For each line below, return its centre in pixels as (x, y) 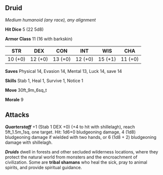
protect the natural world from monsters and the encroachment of (71, 157)
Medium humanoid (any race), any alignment (51, 20)
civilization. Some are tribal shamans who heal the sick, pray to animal (76, 162)
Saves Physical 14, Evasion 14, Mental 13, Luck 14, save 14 (63, 71)
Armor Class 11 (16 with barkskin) (39, 39)
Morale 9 (14, 99)
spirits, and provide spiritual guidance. (43, 167)
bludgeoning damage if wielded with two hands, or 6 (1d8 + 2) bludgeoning (81, 137)
